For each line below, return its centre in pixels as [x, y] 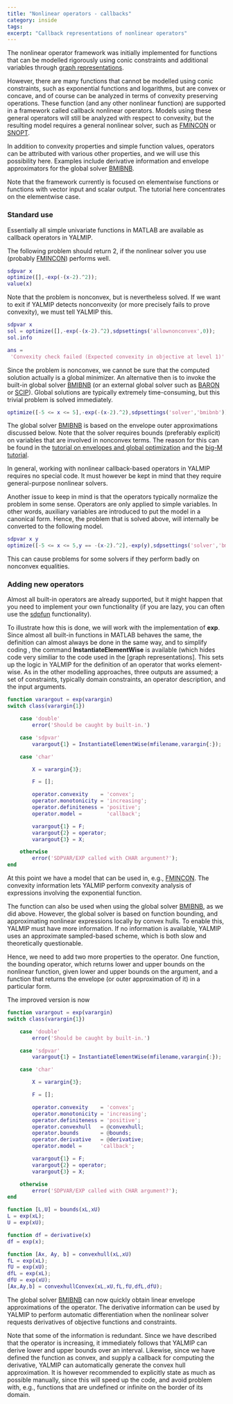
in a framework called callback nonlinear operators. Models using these [110, 111]
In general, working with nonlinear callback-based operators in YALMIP [109, 469]
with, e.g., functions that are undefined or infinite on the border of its [105, 1387]
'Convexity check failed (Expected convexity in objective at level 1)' [118, 357]
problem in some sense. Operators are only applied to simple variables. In [112, 504]
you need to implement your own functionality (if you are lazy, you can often [116, 607]
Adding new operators [46, 584]
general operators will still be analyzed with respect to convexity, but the [111, 118]
